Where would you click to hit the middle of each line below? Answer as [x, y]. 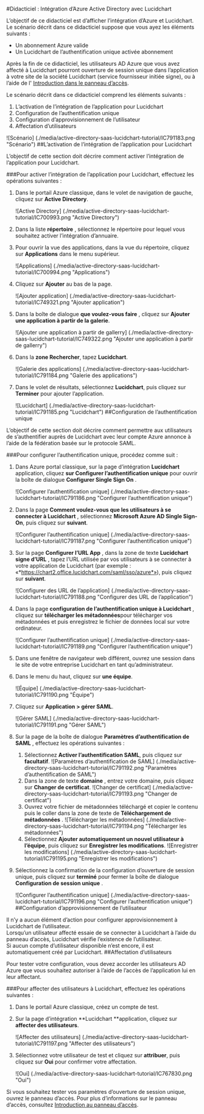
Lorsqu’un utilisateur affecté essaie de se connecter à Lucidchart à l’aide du [101, 932]
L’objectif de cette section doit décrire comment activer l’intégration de [95, 156]
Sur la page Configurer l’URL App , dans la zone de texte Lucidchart [102, 553]
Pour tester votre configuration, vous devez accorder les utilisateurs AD [96, 964]
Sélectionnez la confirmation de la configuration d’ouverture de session [105, 870]
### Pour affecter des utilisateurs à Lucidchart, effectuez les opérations [96, 989]
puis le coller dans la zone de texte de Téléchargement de [98, 813]
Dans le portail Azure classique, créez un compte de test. [87, 1007]
